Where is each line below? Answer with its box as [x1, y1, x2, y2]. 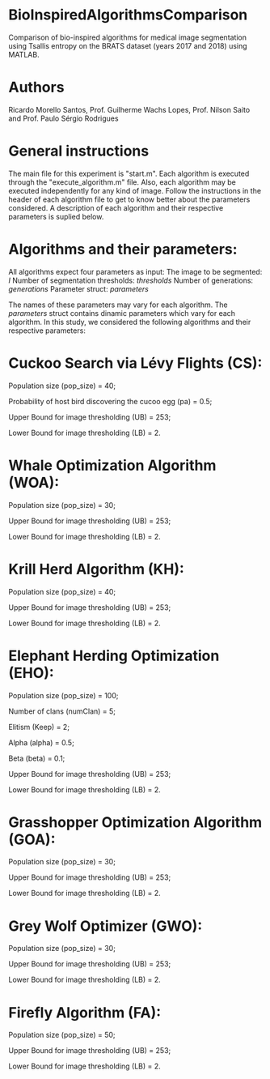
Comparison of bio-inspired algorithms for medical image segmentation [8, 32, 247, 42]
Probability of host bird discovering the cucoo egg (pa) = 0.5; [8, 396, 213, 406]
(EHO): [8, 663, 54, 682]
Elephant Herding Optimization [8, 646, 220, 665]
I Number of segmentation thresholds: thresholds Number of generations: [8, 275, 253, 285]
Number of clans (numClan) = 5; [8, 706, 116, 716]
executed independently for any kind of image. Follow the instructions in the [8, 186, 261, 195]
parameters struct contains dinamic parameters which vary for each [8, 308, 236, 318]
